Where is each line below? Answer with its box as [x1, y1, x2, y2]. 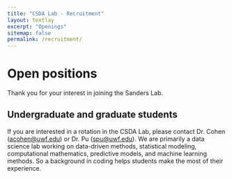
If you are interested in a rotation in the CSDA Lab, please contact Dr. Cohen [7, 127, 226, 135]
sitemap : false [7, 29, 52, 37]
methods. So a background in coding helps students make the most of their [7, 157, 224, 165]
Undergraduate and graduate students [7, 109, 178, 121]
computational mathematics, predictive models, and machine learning [7, 149, 208, 157]
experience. [7, 164, 42, 172]
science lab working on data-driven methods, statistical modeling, [7, 142, 197, 150]
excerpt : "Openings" [7, 23, 68, 30]
